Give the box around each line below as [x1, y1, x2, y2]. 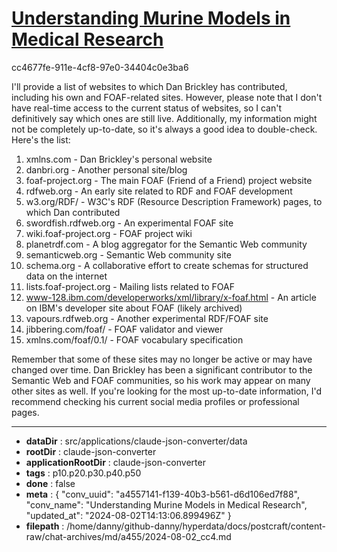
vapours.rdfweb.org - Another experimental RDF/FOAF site [25, 312, 269, 324]
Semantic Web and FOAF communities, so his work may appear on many [11, 374, 311, 386]
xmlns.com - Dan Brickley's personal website [25, 153, 213, 165]
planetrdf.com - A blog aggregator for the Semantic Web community [25, 238, 308, 250]
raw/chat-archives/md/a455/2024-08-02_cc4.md [25, 530, 232, 542]
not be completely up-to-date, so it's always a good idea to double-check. [11, 123, 318, 135]
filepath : [25, 520, 65, 532]
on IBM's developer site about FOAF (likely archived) [25, 302, 243, 314]
